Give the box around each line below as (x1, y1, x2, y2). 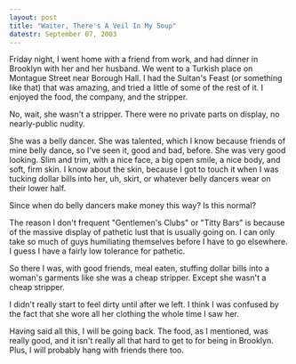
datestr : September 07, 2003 (9, 29, 117, 38)
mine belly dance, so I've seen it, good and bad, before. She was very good (9, 145, 286, 156)
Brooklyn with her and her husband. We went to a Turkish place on (9, 63, 253, 74)
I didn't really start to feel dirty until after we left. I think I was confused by (9, 299, 280, 310)
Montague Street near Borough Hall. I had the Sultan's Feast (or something (9, 73, 283, 84)
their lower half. (9, 183, 67, 194)
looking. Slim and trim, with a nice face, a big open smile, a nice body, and (9, 155, 281, 166)
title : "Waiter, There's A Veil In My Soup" (9, 21, 177, 30)
